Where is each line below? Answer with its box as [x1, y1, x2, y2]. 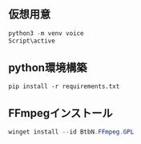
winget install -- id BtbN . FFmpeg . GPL [8, 128, 135, 136]
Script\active [8, 37, 56, 45]
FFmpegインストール [8, 106, 114, 120]
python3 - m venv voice [8, 29, 84, 38]
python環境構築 [8, 61, 87, 74]
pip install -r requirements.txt [8, 82, 120, 90]
